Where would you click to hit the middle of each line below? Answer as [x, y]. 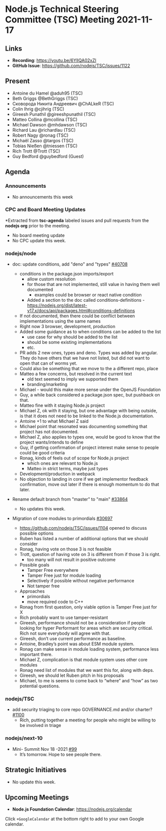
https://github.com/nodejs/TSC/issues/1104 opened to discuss [83, 528]
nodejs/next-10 [24, 738]
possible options [36, 533]
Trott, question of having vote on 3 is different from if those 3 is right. [90, 554]
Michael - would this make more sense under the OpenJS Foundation [90, 389]
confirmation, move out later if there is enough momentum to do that [89, 485]
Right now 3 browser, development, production [67, 327]
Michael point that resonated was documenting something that [83, 427]
